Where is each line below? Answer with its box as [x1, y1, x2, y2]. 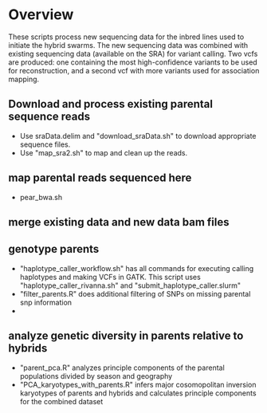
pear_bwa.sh [19, 192, 62, 202]
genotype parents [8, 242, 100, 256]
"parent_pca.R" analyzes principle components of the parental [19, 363, 225, 372]
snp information [19, 297, 73, 307]
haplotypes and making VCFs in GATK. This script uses [19, 272, 201, 281]
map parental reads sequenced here [8, 171, 192, 185]
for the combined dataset [19, 396, 104, 406]
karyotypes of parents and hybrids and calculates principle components [19, 388, 257, 398]
